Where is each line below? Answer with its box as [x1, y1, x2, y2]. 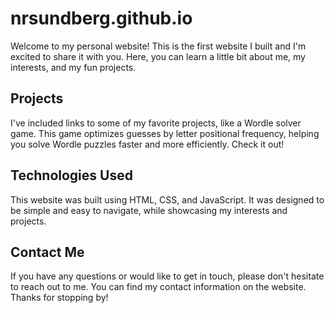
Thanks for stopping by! [10, 292, 109, 304]
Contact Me [10, 243, 85, 261]
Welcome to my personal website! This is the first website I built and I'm [10, 40, 307, 52]
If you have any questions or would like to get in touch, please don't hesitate [10, 270, 325, 282]
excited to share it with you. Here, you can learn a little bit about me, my [10, 50, 306, 62]
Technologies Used [10, 167, 133, 184]
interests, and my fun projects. [10, 61, 137, 73]
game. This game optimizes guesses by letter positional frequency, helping [10, 127, 320, 139]
